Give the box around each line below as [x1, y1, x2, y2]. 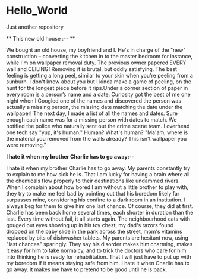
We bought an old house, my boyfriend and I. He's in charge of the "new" [6, 46, 186, 54]
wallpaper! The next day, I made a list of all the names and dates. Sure [6, 110, 178, 117]
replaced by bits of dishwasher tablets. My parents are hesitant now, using [6, 234, 189, 241]
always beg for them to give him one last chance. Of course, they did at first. [6, 202, 194, 209]
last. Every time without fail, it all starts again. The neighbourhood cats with [6, 215, 190, 222]
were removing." [6, 141, 46, 148]
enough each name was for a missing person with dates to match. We [6, 116, 177, 123]
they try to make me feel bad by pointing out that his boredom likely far [6, 190, 180, 197]
